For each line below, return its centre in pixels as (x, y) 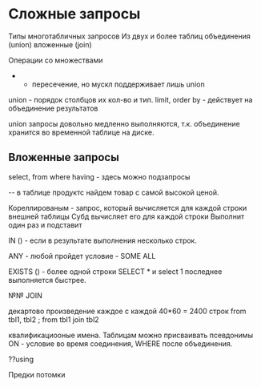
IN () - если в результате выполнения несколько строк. (103, 240)
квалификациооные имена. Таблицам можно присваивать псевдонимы (131, 335)
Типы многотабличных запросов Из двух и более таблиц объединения (129, 36)
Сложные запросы (74, 14)
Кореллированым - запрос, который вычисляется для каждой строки (128, 208)
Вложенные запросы (64, 157)
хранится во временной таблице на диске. (81, 132)
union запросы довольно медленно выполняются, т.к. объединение (124, 123)
